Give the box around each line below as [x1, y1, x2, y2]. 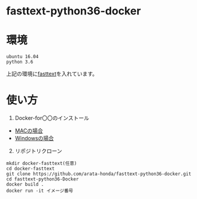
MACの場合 [14, 127, 43, 134]
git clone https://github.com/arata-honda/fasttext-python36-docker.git [6, 171, 192, 177]
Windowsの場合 [14, 135, 54, 142]
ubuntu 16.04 [6, 54, 39, 60]
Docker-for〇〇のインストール [14, 114, 90, 122]
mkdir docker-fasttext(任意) [6, 161, 77, 167]
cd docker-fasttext [6, 166, 55, 172]
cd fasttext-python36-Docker [6, 176, 79, 182]
